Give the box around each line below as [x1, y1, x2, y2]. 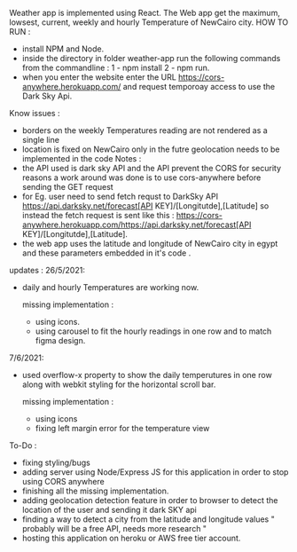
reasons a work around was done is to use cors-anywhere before [21, 172, 262, 183]
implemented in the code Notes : [21, 154, 142, 163]
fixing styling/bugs [21, 457, 90, 468]
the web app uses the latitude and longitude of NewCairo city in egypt [21, 239, 278, 248]
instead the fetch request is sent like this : [21, 210, 175, 220]
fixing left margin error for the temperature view [35, 423, 210, 433]
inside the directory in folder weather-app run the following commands [21, 53, 281, 63]
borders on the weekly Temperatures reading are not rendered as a [21, 125, 268, 136]
